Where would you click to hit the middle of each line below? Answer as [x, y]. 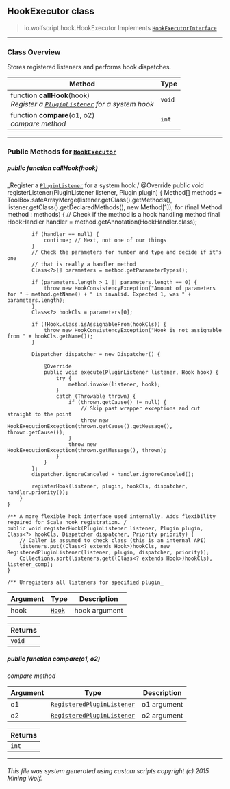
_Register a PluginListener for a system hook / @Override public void [105, 185]
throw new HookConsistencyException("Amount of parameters [129, 288]
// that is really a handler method [84, 264]
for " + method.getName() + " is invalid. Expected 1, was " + [99, 294]
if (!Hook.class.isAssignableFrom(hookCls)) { [99, 325]
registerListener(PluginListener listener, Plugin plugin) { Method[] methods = [115, 192]
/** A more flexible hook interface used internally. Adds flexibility [111, 517]
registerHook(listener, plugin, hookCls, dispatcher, [110, 486]
